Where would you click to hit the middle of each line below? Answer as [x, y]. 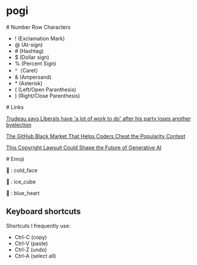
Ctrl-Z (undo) [31, 249]
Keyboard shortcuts [44, 212]
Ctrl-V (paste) [31, 243]
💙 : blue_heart [23, 193]
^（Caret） [28, 70]
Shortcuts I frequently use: [38, 226]
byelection [19, 125]
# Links [15, 107]
